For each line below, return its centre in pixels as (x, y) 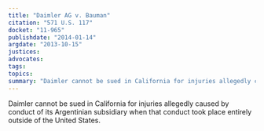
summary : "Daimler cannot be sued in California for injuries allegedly (130, 81)
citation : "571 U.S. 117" (50, 23)
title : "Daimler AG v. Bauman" (59, 15)
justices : (24, 52)
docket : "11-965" (37, 30)
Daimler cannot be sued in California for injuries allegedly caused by (119, 104)
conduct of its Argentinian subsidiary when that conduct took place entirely (130, 111)
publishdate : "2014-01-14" (52, 37)
